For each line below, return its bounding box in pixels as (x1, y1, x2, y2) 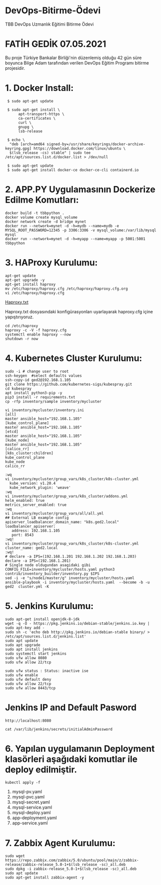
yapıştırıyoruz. (5, 314, 34, 320)
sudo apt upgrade (5, 642, 41, 647)
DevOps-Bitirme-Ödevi (5, 5, 101, 16)
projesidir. (5, 65, 25, 71)
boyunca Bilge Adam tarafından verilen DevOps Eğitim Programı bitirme (5, 60, 149, 66)
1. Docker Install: (5, 83, 74, 93)
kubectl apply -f (5, 780, 41, 785)
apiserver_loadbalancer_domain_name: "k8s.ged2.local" (5, 519, 119, 524)
